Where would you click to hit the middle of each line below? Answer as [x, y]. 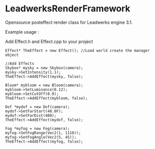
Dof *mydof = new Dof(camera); [38, 107]
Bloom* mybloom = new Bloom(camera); [44, 85]
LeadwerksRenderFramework [68, 9]
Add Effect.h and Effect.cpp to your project [49, 41]
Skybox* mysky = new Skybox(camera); [44, 68]
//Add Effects [20, 63]
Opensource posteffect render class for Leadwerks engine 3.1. [69, 22]
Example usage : [22, 32]
